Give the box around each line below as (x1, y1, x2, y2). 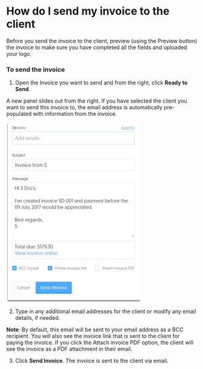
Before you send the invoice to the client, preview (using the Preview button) (6, 37, 198, 44)
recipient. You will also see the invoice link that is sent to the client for (6, 333, 180, 340)
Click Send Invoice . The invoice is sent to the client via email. (15, 357, 168, 365)
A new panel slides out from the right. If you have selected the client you (6, 97, 187, 104)
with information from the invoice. (33, 110, 117, 118)
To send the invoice (6, 65, 65, 73)
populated (6, 110, 32, 118)
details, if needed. (15, 314, 61, 322)
